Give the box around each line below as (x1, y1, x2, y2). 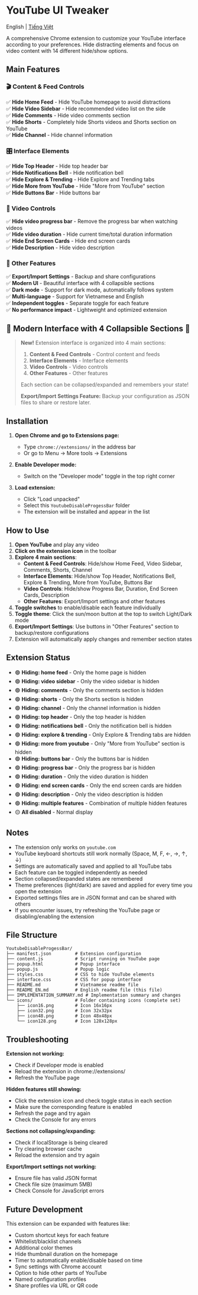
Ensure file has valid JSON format (14, 1175, 98, 1182)
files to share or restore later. (20, 399, 92, 406)
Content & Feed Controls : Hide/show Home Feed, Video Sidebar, (23, 559, 183, 567)
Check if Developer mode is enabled (14, 1061, 104, 1069)
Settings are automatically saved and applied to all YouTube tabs (14, 862, 172, 869)
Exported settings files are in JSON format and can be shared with (14, 894, 176, 901)
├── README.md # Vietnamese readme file (6, 982, 139, 988)
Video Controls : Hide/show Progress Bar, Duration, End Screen (23, 585, 178, 592)
